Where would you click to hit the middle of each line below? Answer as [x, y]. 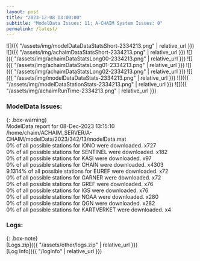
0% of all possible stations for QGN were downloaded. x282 [81, 203]
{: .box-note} [22, 238]
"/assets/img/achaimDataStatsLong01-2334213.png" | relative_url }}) [99, 65]
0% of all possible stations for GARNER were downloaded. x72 [84, 177]
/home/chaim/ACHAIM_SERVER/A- [49, 132]
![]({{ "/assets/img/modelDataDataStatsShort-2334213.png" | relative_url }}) [100, 46]
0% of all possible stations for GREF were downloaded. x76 [80, 184]
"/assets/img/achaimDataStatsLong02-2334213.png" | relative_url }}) [100, 72]
